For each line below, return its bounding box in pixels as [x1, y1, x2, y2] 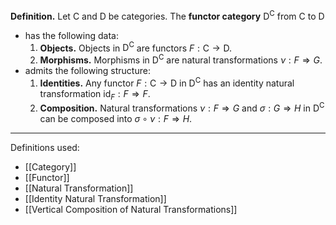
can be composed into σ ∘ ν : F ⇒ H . [39, 113, 193, 125]
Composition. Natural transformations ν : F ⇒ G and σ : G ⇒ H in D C [39, 100, 325, 114]
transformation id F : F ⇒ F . [39, 87, 151, 102]
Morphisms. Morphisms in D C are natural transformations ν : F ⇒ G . [39, 52, 323, 66]
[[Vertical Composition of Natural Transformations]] [24, 204, 238, 216]
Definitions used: [10, 142, 80, 154]
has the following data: [24, 29, 119, 41]
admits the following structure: [24, 64, 151, 76]
